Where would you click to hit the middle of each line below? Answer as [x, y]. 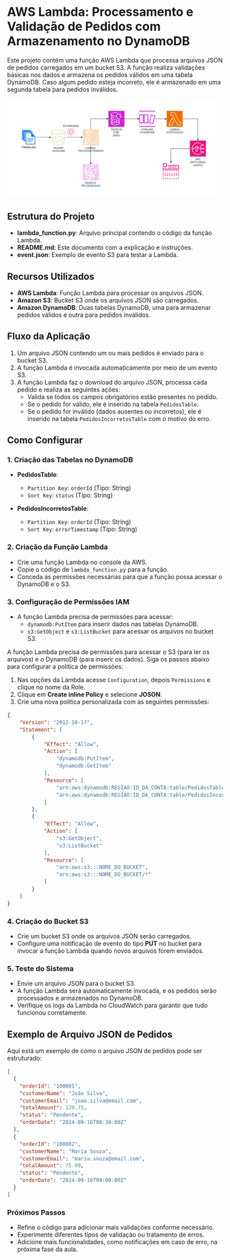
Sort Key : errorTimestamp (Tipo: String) [82, 529]
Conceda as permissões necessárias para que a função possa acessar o [119, 576]
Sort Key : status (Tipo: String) [70, 495]
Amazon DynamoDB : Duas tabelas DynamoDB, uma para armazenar [114, 307]
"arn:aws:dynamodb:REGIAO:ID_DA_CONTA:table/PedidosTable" [142, 787]
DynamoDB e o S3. [43, 584]
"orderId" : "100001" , [50, 1086]
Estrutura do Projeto [51, 216]
